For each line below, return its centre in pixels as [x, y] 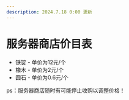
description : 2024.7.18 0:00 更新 [50, 12]
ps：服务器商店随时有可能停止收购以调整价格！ [66, 90]
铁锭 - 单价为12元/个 [40, 62]
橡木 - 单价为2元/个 [39, 70]
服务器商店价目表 [50, 44]
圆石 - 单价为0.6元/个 [42, 77]
